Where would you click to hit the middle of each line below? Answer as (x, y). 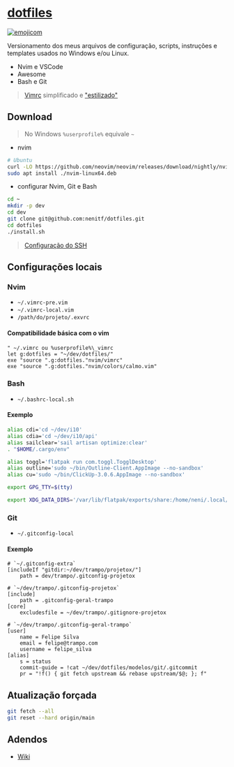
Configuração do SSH (55, 245)
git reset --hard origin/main (51, 718)
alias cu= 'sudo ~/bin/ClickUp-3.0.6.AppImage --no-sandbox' (96, 475)
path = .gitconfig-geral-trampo (67, 601)
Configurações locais (55, 267)
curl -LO (20, 167)
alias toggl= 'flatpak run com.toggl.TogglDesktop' (82, 462)
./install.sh (26, 232)
